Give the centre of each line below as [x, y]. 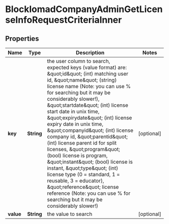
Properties [22, 39]
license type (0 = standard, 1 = [83, 174]
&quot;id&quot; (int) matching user [88, 74]
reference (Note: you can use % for [89, 193]
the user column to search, [79, 61]
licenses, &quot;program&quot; [83, 149]
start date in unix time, [73, 111]
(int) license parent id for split [82, 143]
